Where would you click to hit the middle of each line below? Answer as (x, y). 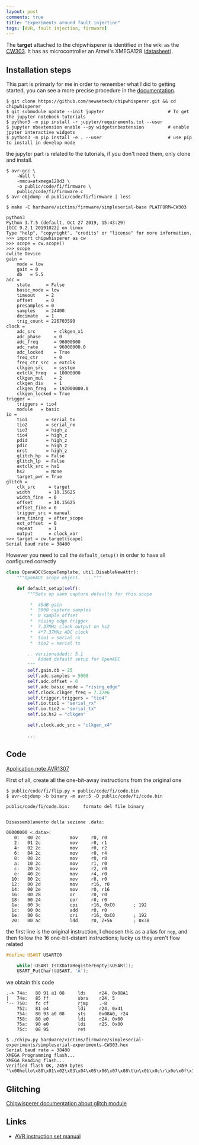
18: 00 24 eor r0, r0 (60, 900)
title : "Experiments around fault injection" (63, 23)
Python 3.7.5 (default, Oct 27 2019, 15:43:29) (66, 223)
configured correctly (31, 562)
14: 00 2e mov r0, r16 (61, 889)
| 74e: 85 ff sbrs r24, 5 (61, 999)
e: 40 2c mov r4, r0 (61, 874)
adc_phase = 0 (39, 337)
